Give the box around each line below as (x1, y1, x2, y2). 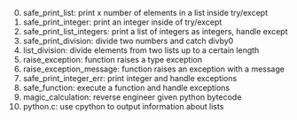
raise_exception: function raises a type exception (22, 55, 203, 64)
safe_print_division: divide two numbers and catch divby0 (22, 35, 234, 46)
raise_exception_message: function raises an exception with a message (22, 64, 285, 74)
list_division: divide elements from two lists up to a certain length (22, 45, 260, 56)
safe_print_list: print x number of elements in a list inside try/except (22, 8, 269, 18)
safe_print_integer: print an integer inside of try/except (22, 17, 223, 27)
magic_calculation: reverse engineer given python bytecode (22, 92, 242, 102)
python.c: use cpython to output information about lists (22, 101, 224, 111)
